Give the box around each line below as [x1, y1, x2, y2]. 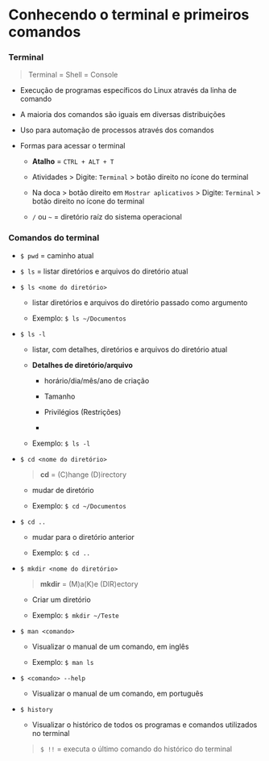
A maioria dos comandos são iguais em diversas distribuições [19, 110, 226, 119]
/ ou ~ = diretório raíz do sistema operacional [31, 212, 183, 222]
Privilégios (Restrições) [43, 407, 122, 416]
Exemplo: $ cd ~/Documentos [31, 500, 126, 510]
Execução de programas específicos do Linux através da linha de [19, 86, 238, 95]
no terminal [31, 728, 70, 738]
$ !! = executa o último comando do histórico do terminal [39, 744, 233, 754]
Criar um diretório [31, 595, 91, 604]
